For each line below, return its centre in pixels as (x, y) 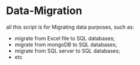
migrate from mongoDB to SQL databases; (66, 45)
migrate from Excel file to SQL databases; (65, 38)
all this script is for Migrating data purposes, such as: (70, 27)
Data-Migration (44, 11)
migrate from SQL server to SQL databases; (67, 50)
